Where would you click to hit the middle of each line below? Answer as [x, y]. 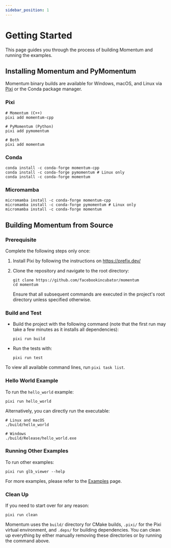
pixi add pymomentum [27, 131]
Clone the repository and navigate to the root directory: [71, 270]
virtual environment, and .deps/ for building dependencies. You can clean [83, 530]
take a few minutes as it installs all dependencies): [66, 329]
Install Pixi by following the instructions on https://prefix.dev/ [77, 261]
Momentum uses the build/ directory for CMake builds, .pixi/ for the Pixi [83, 524]
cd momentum [25, 285]
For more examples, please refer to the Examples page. [63, 481]
